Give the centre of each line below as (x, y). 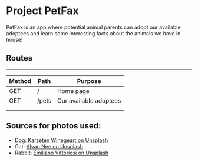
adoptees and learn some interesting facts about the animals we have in (93, 33)
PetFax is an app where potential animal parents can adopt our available (93, 27)
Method (20, 81)
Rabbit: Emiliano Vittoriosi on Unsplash (62, 153)
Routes (19, 58)
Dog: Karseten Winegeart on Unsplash (61, 140)
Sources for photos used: (54, 126)
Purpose (89, 81)
